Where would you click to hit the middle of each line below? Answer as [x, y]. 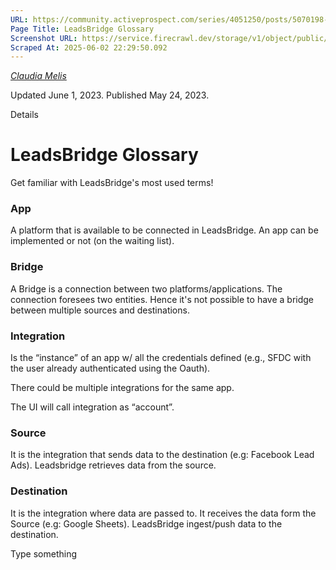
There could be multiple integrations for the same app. [122, 388]
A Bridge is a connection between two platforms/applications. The [146, 288]
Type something [44, 553]
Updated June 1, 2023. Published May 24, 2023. [110, 95]
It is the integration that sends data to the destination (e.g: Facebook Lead [162, 455]
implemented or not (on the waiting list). [92, 241]
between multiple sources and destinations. [100, 310]
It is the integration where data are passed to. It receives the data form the [163, 513]
